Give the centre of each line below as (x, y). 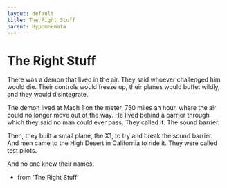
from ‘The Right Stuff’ (48, 178)
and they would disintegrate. (48, 95)
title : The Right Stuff (42, 20)
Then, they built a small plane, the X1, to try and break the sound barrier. (110, 136)
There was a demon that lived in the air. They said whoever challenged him (114, 79)
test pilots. (22, 151)
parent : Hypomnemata (37, 26)
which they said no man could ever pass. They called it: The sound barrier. (113, 122)
